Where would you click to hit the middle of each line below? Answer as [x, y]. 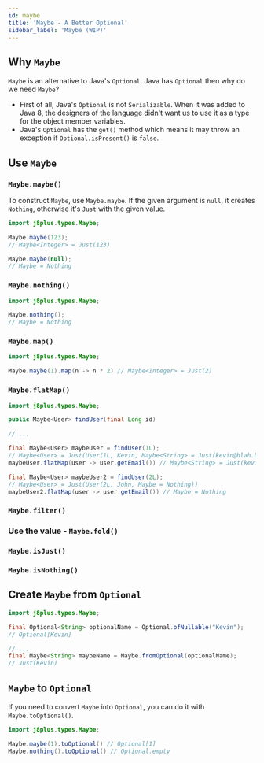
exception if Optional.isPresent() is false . [89, 138]
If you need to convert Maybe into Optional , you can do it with [106, 706]
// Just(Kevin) [33, 663]
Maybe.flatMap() [39, 390]
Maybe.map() [31, 342]
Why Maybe [34, 62]
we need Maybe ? [34, 89]
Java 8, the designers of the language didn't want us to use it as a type [134, 113]
